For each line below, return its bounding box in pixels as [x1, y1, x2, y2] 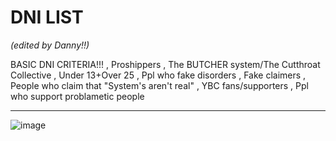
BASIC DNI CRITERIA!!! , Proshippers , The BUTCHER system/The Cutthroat [10, 58, 321, 70]
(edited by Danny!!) [10, 39, 90, 51]
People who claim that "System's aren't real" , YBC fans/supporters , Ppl [10, 79, 309, 91]
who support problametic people [10, 90, 145, 102]
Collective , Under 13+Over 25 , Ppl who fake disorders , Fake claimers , [10, 69, 307, 81]
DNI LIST [10, 6, 84, 29]
